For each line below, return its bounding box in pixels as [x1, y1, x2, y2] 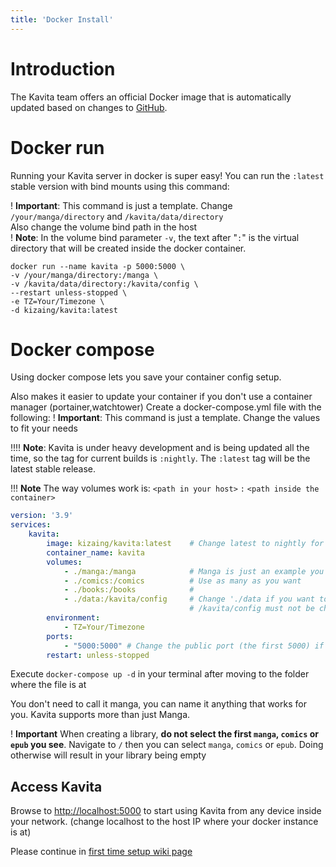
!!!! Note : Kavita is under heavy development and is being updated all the [10, 442, 310, 454]
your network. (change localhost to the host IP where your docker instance [10, 816, 319, 828]
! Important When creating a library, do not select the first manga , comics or [10, 728, 319, 740]
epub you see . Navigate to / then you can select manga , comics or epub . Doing [10, 739, 324, 751]
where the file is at [10, 679, 87, 691]
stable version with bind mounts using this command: [10, 180, 230, 192]
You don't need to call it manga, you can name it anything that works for [10, 698, 307, 710]
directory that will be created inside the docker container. [10, 242, 247, 254]
